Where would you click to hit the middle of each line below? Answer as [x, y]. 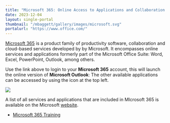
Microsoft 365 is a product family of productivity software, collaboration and [85, 43]
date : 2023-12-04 [24, 15]
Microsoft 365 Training [37, 115]
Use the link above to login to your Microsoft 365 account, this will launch [83, 70]
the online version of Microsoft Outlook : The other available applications [82, 75]
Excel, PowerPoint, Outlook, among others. [50, 59]
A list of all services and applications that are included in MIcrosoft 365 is [82, 100]
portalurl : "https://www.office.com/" [46, 29]
